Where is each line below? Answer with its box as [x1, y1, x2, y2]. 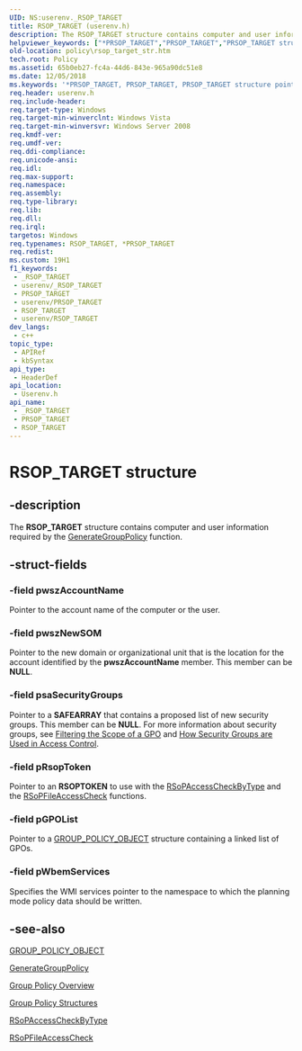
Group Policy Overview [9, 980, 94, 991]
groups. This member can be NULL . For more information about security [9, 719, 277, 730]
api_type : [9, 364, 47, 373]
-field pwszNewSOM [9, 627, 102, 640]
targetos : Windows [9, 230, 78, 239]
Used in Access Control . [9, 738, 99, 749]
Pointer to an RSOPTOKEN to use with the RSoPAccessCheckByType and [9, 781, 281, 792]
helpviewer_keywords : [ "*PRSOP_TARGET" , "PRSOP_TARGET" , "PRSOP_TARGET [9, 38, 276, 48]
